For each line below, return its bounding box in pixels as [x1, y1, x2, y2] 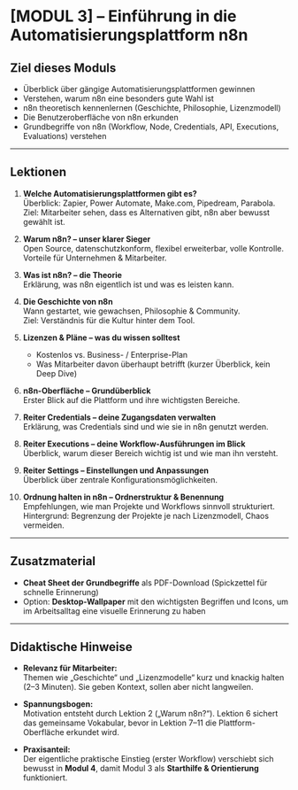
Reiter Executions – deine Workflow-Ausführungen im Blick [22, 438, 246, 449]
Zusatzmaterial [10, 554, 96, 569]
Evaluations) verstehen [22, 131, 107, 141]
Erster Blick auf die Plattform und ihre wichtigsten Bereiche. [22, 394, 241, 405]
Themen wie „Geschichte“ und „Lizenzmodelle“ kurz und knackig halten [22, 672, 285, 683]
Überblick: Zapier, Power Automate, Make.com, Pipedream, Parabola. [22, 197, 276, 208]
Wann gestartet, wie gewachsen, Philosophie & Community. [22, 306, 241, 316]
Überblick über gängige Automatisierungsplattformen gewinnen [22, 84, 256, 94]
